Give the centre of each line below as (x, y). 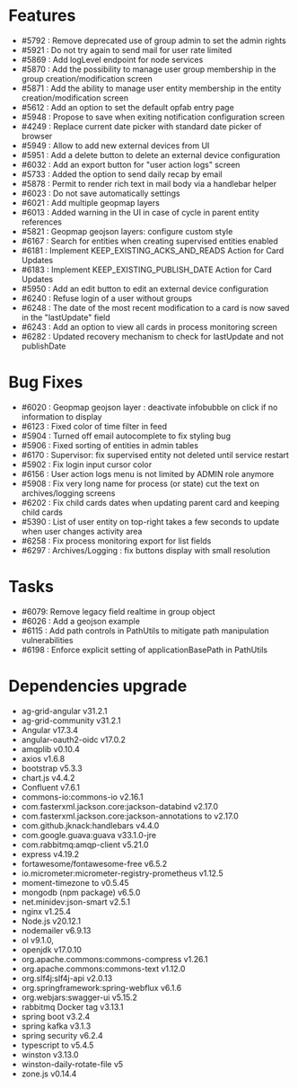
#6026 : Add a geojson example (81, 621)
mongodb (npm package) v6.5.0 (81, 892)
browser (37, 136)
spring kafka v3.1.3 (56, 1026)
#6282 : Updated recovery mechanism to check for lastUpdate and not (153, 336)
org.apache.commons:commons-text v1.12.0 (103, 969)
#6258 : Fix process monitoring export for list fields (116, 541)
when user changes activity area (82, 531)
